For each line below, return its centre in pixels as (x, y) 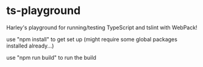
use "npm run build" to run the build (51, 57)
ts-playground (44, 11)
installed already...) (30, 46)
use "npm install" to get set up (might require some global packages (92, 39)
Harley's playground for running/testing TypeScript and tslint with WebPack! (102, 27)
